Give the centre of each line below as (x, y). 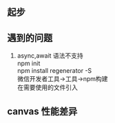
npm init (29, 63)
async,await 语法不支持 (50, 56)
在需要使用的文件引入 (47, 87)
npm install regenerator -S (54, 71)
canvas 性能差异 (42, 111)
